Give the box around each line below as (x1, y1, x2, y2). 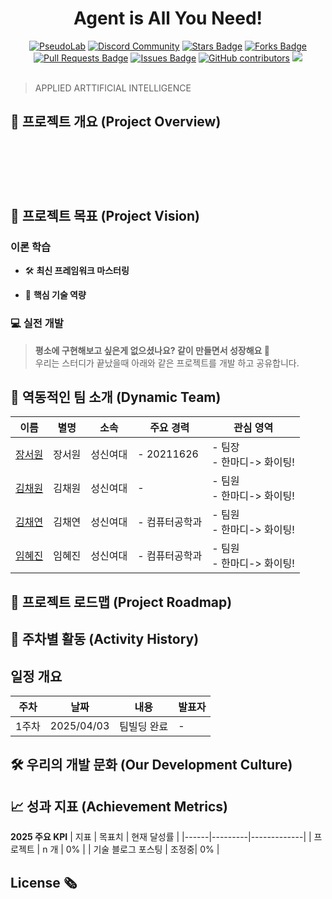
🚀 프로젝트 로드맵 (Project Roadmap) (10, 593, 233, 611)
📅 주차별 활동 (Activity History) (10, 631, 200, 648)
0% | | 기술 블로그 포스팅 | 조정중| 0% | (65, 843, 220, 856)
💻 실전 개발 (10, 317, 64, 331)
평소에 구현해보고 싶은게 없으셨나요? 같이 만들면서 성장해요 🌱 (34, 344, 270, 356)
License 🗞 (10, 874, 78, 891)
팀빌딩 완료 (119, 720, 169, 734)
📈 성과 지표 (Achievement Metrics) (10, 798, 228, 815)
